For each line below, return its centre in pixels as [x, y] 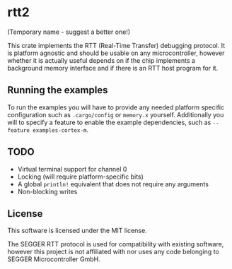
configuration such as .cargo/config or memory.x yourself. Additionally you [116, 114]
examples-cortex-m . [61, 130]
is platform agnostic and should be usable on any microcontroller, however [116, 53]
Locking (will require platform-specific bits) [80, 177]
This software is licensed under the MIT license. [77, 231]
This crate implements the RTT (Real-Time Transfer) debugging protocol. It [116, 45]
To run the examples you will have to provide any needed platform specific [116, 107]
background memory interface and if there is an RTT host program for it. [113, 68]
